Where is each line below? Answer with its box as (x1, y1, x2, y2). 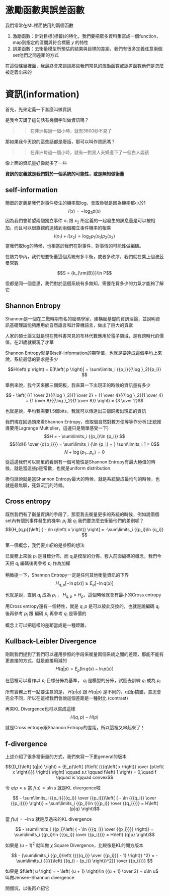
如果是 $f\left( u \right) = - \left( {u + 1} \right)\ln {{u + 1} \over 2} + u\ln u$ (5, 868, 159, 874)
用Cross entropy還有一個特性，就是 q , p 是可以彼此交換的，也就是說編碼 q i (5, 603, 159, 610)
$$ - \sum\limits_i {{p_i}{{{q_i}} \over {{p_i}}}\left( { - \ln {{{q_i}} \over (12, 795, 157, 801)
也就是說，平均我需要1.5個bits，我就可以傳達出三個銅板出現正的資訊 (5, 408, 146, 414)
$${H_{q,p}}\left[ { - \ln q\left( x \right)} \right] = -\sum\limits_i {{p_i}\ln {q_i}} (5, 527, 164, 533)
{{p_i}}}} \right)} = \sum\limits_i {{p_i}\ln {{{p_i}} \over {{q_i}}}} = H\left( (11, 800, 158, 807)
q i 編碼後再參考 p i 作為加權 (15, 560, 70, 568)
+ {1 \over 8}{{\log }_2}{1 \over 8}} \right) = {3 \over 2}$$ (25, 397, 144, 403)
